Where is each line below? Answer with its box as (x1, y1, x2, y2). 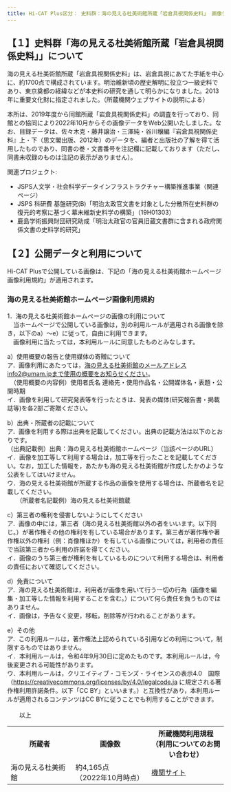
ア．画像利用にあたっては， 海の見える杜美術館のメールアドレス (7, 361, 187, 369)
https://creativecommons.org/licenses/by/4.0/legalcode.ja (13, 678, 178, 686)
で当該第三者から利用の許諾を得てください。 (7, 545, 134, 553)
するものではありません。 (12, 643, 86, 652)
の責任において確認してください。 (7, 562, 103, 570)
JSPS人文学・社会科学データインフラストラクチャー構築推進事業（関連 (16, 183, 219, 191)
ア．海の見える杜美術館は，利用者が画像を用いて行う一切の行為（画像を (7, 585, 211, 594)
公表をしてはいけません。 (7, 470, 79, 479)
